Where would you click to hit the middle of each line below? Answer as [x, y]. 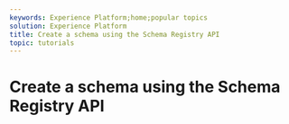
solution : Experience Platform [68, 26]
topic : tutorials [42, 43]
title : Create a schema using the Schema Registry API [115, 34]
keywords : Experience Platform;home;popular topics [108, 18]
